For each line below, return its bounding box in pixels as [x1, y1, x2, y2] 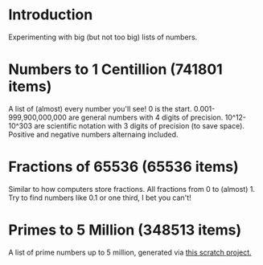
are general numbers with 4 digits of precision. [68, 112, 224, 122]
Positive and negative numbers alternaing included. [8, 129, 179, 139]
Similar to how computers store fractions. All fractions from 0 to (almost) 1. [8, 184, 256, 194]
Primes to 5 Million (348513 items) [8, 221, 242, 238]
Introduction [8, 6, 93, 24]
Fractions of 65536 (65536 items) [8, 158, 239, 176]
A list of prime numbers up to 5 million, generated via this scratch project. [8, 247, 252, 257]
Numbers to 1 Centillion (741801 [8, 60, 223, 79]
